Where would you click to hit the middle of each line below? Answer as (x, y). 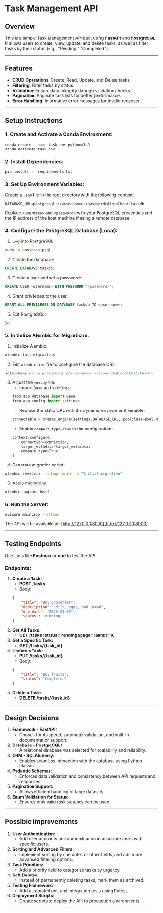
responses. (31, 782)
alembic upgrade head (27, 492)
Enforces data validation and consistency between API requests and (87, 776)
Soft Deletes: (25, 875)
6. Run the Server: (27, 504)
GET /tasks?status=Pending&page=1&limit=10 (67, 635)
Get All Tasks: (26, 630)
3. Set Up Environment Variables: (45, 184)
